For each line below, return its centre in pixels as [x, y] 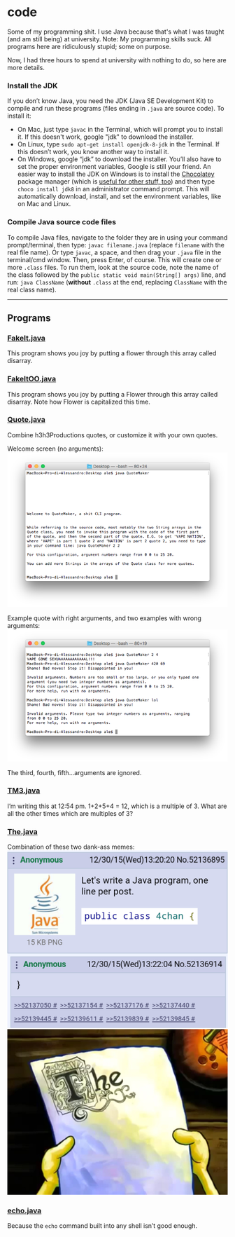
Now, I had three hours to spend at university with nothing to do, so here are [117, 60]
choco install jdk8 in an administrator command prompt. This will [113, 189]
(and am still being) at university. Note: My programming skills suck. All [109, 39]
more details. [26, 67]
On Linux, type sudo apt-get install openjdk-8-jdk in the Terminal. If [119, 144]
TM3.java [24, 791]
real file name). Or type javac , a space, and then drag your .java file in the [114, 252]
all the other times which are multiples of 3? [70, 813]
